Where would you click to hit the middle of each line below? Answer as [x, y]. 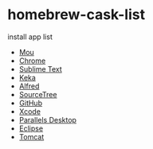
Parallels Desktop [48, 120]
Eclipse [31, 128]
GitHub [31, 103]
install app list [30, 37]
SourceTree [38, 94]
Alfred [29, 86]
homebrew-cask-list [76, 15]
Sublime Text [41, 69]
